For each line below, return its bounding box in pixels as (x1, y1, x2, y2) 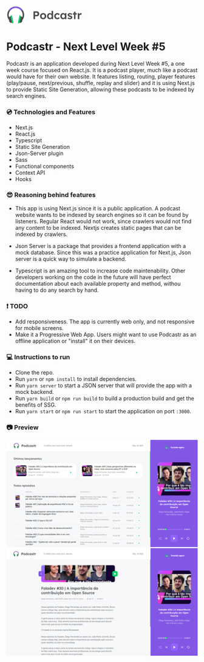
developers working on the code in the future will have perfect (15, 273, 171, 281)
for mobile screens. (15, 324, 64, 331)
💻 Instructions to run (6, 353, 70, 361)
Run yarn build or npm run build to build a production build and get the (15, 395, 194, 402)
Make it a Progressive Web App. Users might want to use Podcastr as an (15, 331, 197, 338)
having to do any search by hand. (15, 286, 99, 294)
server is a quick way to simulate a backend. (15, 255, 126, 263)
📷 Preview (6, 423, 39, 432)
